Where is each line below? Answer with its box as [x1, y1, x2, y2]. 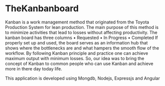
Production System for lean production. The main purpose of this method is [5, 24, 159, 30]
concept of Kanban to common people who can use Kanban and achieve [5, 61, 154, 66]
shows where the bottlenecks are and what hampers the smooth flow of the [5, 45, 160, 51]
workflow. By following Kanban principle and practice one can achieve [5, 50, 148, 56]
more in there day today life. [5, 65, 63, 71]
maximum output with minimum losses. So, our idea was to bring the [5, 55, 145, 61]
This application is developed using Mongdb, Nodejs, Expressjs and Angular [5, 75, 160, 81]
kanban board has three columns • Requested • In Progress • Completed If [5, 35, 158, 41]
